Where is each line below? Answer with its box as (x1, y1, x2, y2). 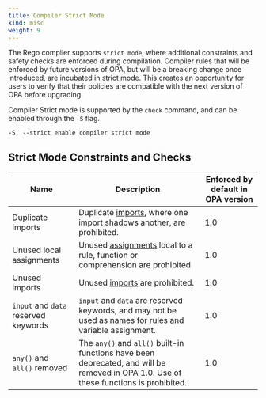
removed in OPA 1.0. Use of (78, 367, 182, 378)
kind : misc (8, 19, 44, 27)
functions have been (78, 347, 155, 358)
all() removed (12, 362, 68, 373)
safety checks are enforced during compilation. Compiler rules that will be (8, 56, 250, 66)
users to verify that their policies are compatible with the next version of (8, 81, 243, 91)
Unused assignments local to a (78, 240, 193, 251)
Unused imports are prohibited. (78, 278, 195, 289)
